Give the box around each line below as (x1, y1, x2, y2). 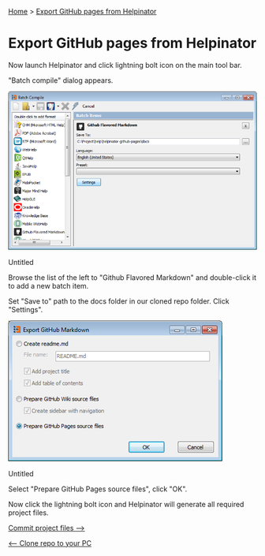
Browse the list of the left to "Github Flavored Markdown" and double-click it (8, 272, 257, 282)
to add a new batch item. (8, 281, 89, 290)
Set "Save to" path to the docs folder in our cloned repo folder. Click (8, 296, 230, 306)
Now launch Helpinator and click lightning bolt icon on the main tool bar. (8, 60, 242, 69)
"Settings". (8, 304, 43, 314)
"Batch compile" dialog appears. (8, 75, 114, 85)
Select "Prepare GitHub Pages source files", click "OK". (8, 484, 188, 494)
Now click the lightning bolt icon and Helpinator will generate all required (8, 499, 244, 509)
